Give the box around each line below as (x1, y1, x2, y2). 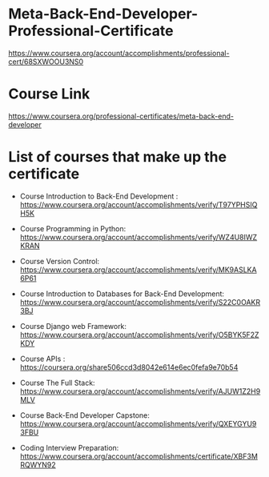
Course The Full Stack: (19, 378, 95, 387)
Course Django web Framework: (19, 321, 126, 331)
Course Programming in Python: (19, 223, 126, 233)
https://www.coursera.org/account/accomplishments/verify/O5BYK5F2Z (19, 330, 259, 339)
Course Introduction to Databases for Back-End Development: (19, 289, 225, 299)
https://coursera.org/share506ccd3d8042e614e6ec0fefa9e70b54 (19, 362, 239, 372)
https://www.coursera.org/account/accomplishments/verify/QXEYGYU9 (19, 419, 257, 428)
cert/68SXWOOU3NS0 (8, 57, 84, 66)
